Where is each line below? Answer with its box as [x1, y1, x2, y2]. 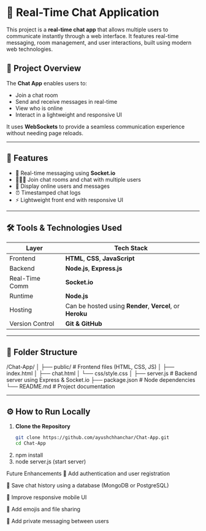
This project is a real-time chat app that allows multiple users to [6, 26, 169, 33]
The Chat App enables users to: [6, 79, 88, 87]
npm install [15, 451, 44, 459]
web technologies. [6, 45, 53, 53]
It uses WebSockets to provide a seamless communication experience [6, 123, 185, 130]
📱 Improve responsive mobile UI [6, 494, 87, 501]
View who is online [15, 104, 63, 112]
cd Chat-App [15, 440, 46, 446]
